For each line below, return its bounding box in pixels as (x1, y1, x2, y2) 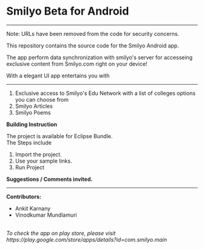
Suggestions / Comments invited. (6, 175, 93, 183)
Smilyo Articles (15, 102, 53, 110)
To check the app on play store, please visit (6, 230, 116, 237)
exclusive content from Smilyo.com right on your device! (6, 60, 148, 68)
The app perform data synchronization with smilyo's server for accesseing (6, 54, 193, 61)
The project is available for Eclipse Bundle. (6, 132, 113, 139)
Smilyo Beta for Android (6, 4, 129, 18)
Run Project (15, 163, 44, 171)
